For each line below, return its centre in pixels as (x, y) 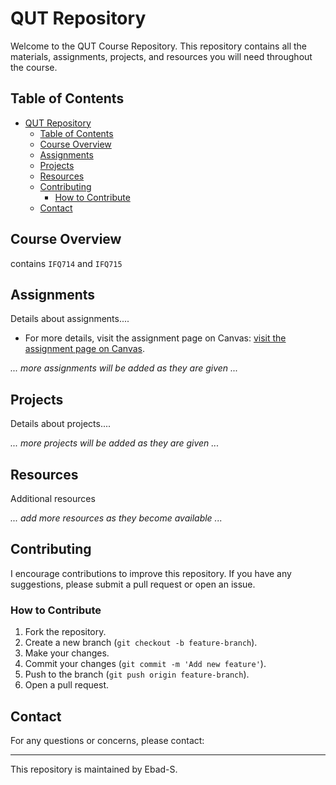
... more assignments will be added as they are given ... (124, 368)
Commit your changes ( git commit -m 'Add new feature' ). (145, 664)
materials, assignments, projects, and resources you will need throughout (161, 56)
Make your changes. (67, 653)
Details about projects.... (61, 424)
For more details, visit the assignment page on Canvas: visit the (155, 338)
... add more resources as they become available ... (116, 518)
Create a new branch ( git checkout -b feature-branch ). (141, 643)
